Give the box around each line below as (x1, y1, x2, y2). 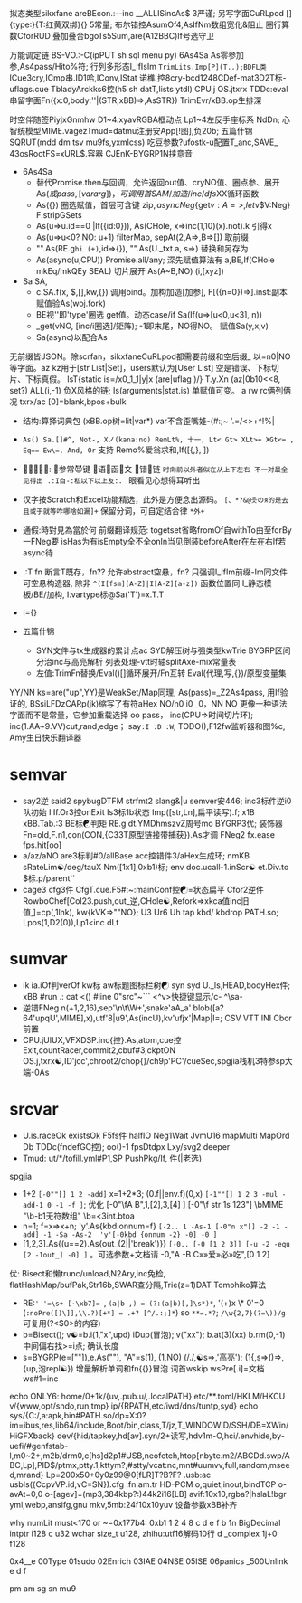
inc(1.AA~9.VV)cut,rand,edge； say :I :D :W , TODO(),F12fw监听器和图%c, (9, 721, 286, 731)
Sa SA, (22, 276, 48, 287)
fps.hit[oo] (22, 839, 61, 850)
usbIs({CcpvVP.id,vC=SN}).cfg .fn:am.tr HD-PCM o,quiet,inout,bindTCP (9, 1478, 277, 1490)
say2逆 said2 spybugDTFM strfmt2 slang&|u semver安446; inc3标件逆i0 (22, 795, 292, 806)
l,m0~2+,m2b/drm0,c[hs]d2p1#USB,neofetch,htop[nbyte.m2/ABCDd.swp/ (9, 1450, 285, 1461)
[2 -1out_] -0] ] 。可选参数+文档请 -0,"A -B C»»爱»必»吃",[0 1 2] (22, 1248, 270, 1259)
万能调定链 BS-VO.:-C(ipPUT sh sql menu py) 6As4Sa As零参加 (9, 50, 244, 61)
